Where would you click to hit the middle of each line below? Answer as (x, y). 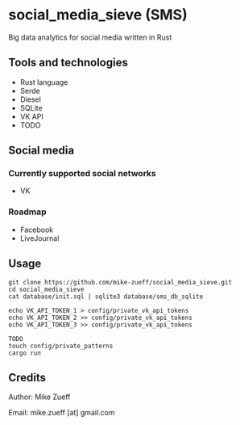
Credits (27, 377)
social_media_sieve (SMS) (98, 15)
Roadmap (27, 212)
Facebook (37, 229)
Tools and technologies (68, 63)
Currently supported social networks (82, 174)
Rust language (44, 82)
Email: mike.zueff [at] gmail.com (62, 413)
